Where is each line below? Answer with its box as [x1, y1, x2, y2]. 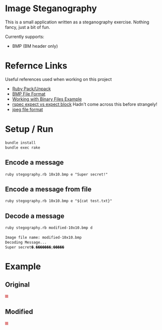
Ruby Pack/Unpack [12, 86, 51, 92]
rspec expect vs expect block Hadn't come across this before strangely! [12, 101, 158, 107]
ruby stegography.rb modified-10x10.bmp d [5, 225, 93, 231]
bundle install [5, 140, 36, 145]
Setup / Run [5, 124, 54, 135]
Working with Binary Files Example [12, 96, 82, 102]
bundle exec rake [5, 145, 40, 150]
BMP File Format [12, 91, 45, 97]
